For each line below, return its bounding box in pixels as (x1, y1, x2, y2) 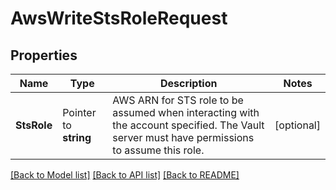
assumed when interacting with (112, 106, 260, 119)
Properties (10, 47, 78, 64)
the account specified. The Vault (112, 118, 265, 132)
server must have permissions (112, 131, 255, 144)
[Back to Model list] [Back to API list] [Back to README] (10, 169, 240, 181)
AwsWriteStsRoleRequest (10, 7, 228, 30)
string (62, 131, 92, 144)
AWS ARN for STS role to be (112, 93, 244, 107)
